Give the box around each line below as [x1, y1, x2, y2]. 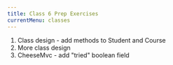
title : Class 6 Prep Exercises [7, 10, 99, 17]
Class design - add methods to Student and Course [17, 36, 166, 44]
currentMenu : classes [7, 17, 71, 24]
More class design [17, 43, 71, 52]
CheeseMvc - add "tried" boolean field [17, 50, 130, 59]
